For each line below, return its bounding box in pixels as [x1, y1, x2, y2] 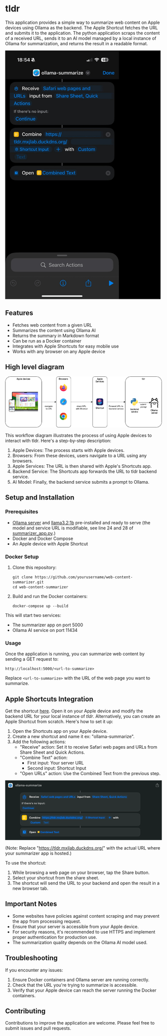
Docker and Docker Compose [12, 535, 74, 541]
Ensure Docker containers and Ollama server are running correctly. [12, 976, 150, 982]
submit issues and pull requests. [5, 1025, 72, 1032]
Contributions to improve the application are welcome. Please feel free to [5, 1020, 155, 1026]
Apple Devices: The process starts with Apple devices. [12, 447, 125, 453]
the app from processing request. [12, 918, 81, 924]
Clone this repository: [12, 565, 57, 571]
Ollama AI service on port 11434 [12, 627, 78, 633]
